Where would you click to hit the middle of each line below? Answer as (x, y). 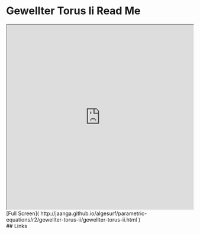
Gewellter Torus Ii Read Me (73, 11)
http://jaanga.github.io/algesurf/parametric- (94, 213)
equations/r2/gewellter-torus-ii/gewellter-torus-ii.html (72, 219)
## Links (17, 226)
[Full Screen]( (23, 213)
